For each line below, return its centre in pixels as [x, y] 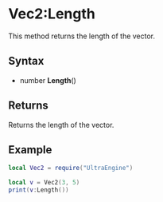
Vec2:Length [52, 14]
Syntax [26, 61]
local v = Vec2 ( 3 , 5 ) [44, 183]
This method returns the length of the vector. [82, 36]
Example [30, 150]
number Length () [48, 80]
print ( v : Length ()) [39, 190]
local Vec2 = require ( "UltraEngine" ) [71, 168]
